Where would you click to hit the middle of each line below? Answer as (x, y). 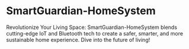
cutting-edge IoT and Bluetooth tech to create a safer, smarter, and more (95, 33)
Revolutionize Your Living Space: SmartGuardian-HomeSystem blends (92, 27)
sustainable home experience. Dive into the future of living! (78, 40)
